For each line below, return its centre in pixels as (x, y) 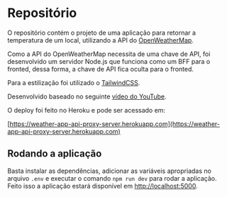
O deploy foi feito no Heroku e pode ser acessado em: (86, 110)
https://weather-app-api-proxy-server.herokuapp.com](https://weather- (115, 124)
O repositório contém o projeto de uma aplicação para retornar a (102, 33)
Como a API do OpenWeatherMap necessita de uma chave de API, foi (109, 54)
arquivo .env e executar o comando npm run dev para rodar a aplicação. (112, 178)
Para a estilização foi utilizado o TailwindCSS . (74, 82)
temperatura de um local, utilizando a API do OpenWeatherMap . (100, 40)
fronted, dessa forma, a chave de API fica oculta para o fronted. (100, 69)
